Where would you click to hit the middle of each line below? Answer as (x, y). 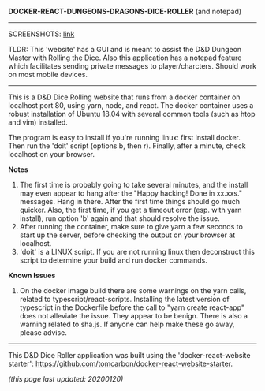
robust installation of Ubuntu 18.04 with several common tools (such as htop (132, 114)
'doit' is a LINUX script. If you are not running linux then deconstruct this (137, 252)
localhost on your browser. (52, 154)
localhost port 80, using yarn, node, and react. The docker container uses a (131, 105)
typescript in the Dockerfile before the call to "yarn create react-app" (132, 307)
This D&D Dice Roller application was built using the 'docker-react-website (129, 355)
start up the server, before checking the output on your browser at (127, 235)
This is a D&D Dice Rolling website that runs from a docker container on (124, 97)
